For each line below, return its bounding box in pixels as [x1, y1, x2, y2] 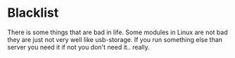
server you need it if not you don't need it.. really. [7, 43, 150, 51]
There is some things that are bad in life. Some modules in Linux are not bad [7, 28, 229, 36]
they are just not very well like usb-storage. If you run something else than [7, 35, 223, 43]
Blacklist [7, 5, 59, 21]
